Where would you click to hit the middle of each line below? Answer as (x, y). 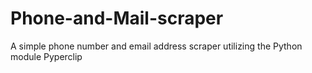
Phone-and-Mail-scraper (117, 18)
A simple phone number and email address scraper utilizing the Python (156, 46)
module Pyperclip (46, 56)
